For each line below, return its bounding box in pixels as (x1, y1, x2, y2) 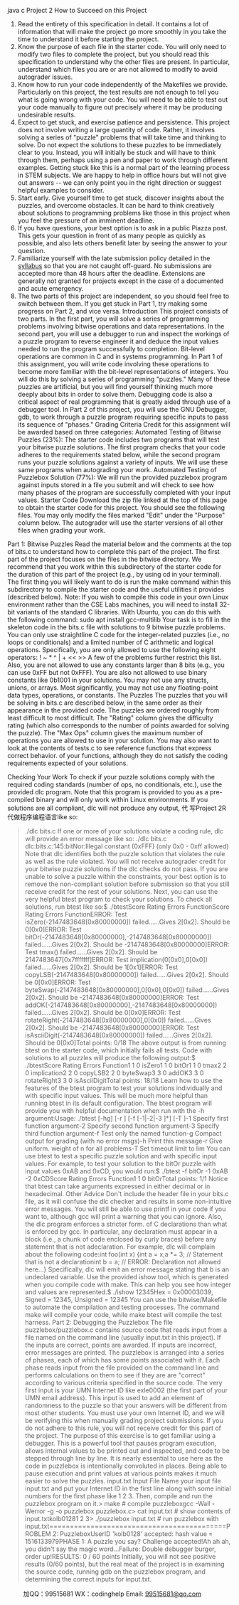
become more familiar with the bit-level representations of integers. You (17, 368, 229, 375)
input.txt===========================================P (24, 1522, 231, 1530)
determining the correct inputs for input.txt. (24, 1575, 152, 1583)
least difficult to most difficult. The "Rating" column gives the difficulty (7, 714, 213, 722)
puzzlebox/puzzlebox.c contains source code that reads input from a (24, 1326, 228, 1334)
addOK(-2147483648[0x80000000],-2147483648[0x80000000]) (24, 1001, 218, 1009)
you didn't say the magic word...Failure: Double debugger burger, (24, 1545, 216, 1553)
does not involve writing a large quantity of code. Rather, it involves (17, 126, 216, 134)
